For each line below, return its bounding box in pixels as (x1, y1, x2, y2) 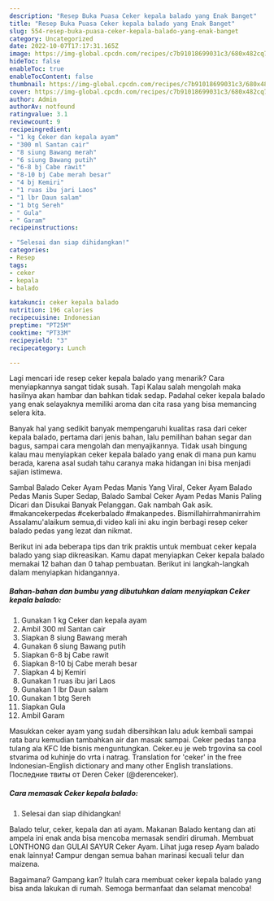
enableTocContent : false (9, 72, 94, 81)
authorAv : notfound (9, 103, 76, 111)
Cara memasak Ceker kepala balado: (9, 788, 139, 798)
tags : (9, 261, 28, 269)
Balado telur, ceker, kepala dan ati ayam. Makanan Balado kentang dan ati (9, 824, 256, 834)
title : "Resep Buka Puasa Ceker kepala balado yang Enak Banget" (9, 20, 235, 28)
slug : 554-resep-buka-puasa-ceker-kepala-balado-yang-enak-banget (9, 27, 239, 35)
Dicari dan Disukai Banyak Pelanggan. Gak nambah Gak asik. (9, 500, 214, 510)
